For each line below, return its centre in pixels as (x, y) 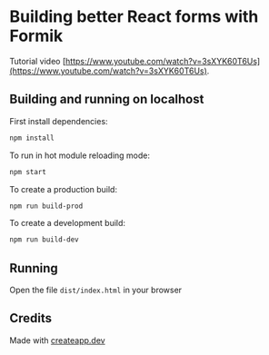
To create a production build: (64, 189)
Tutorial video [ (38, 61)
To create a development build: (67, 223)
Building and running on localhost (107, 99)
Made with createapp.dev (58, 340)
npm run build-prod (46, 206)
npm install (32, 138)
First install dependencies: (59, 121)
